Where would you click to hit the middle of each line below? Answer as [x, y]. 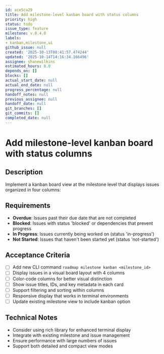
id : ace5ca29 [19, 10]
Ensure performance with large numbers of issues [65, 340]
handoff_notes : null [27, 94]
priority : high [21, 19]
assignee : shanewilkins [30, 62]
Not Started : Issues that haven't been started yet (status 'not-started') [86, 239]
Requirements [28, 206]
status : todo [19, 24]
